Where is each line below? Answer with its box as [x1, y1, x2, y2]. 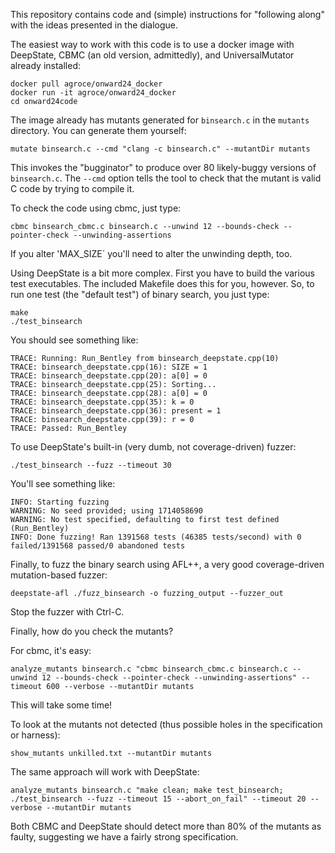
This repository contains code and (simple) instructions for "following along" [10, 9, 325, 20]
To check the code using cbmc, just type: [10, 202, 182, 214]
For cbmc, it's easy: [10, 645, 92, 656]
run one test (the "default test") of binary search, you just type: [10, 289, 270, 300]
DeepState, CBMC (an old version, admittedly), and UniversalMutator [10, 49, 295, 61]
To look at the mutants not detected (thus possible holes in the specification [10, 719, 323, 730]
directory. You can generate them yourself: [10, 125, 187, 136]
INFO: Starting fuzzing [10, 497, 110, 507]
